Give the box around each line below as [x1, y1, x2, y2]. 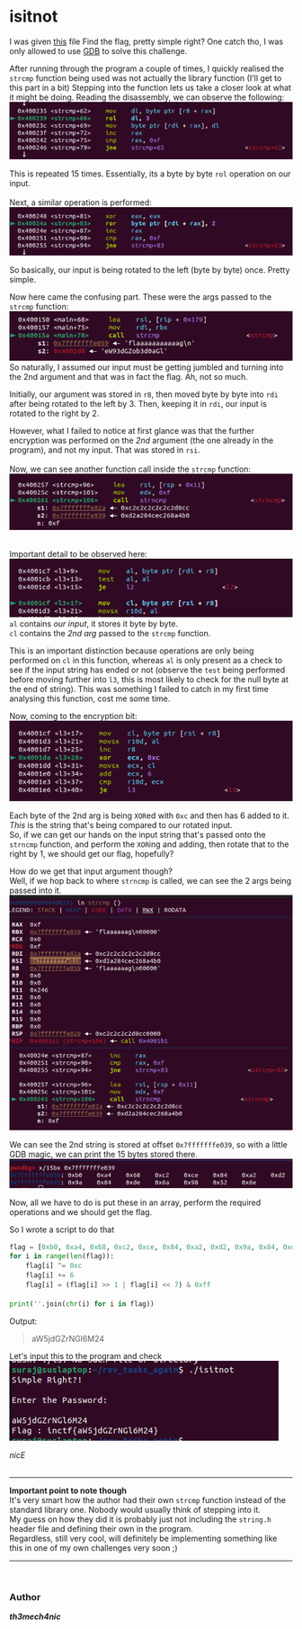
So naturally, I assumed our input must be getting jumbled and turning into [9, 362, 284, 373]
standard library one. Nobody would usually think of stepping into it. [9, 1504, 261, 1515]
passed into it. [9, 885, 62, 896]
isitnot [9, 6, 58, 27]
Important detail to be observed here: [9, 548, 148, 559]
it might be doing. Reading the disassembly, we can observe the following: [9, 92, 285, 103]
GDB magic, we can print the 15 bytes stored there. [9, 1149, 198, 1159]
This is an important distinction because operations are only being [9, 645, 254, 656]
